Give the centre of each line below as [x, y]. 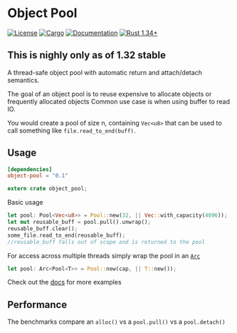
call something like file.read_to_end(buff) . [72, 130]
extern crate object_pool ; [47, 189]
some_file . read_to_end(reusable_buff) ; [67, 235]
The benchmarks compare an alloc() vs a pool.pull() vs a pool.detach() [116, 322]
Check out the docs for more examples [65, 282]
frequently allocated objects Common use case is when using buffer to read [118, 101]
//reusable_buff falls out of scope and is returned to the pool [106, 242]
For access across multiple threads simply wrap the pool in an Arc [104, 255]
